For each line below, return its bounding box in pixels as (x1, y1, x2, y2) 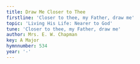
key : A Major (6, 37, 40, 43)
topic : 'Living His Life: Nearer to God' (6, 20, 113, 26)
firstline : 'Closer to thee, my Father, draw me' (6, 15, 135, 21)
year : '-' (6, 49, 32, 55)
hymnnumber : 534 (6, 43, 47, 49)
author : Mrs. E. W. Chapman (6, 32, 78, 38)
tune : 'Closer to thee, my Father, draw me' (6, 26, 121, 32)
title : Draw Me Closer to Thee (6, 9, 86, 15)
